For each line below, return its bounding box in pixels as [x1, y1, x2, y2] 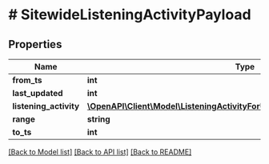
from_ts [12, 74, 42, 86]
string [86, 114, 110, 125]
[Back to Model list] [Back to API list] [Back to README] [8, 147, 192, 157]
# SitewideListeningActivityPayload [8, 6, 251, 24]
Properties [8, 38, 62, 51]
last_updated [12, 88, 63, 98]
